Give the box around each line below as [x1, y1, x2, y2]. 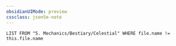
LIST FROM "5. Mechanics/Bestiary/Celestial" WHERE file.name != [6, 30, 170, 36]
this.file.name [6, 35, 44, 41]
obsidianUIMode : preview [6, 8, 67, 15]
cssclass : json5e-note [6, 14, 62, 20]
